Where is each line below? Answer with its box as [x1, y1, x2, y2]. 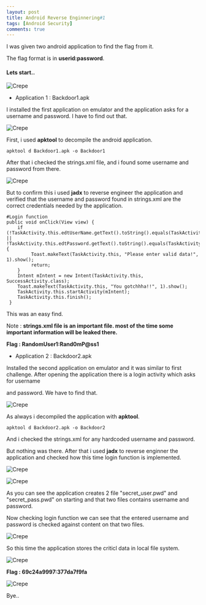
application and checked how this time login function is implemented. [6, 454, 181, 461]
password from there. [6, 165, 61, 173]
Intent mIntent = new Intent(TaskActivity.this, [17, 273, 144, 279]
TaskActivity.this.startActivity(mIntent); [17, 289, 131, 295]
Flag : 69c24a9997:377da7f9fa [6, 568, 88, 576]
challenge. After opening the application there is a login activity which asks [6, 371, 196, 378]
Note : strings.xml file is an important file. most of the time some [6, 322, 174, 329]
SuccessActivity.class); [6, 278, 70, 285]
